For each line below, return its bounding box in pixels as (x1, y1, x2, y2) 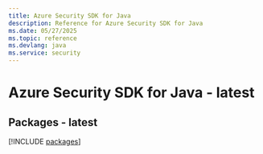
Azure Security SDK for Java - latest (8, 83, 255, 102)
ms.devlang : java (8, 42, 67, 50)
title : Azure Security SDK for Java (8, 11, 131, 20)
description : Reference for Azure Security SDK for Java (8, 19, 203, 27)
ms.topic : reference (8, 34, 78, 43)
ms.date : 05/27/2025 (8, 26, 78, 34)
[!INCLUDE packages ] (8, 137, 81, 146)
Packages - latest (8, 115, 98, 129)
